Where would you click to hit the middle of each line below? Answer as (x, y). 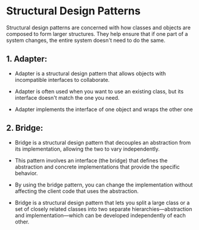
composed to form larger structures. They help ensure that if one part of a (97, 33)
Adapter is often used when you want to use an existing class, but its (99, 91)
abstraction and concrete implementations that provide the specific (97, 167)
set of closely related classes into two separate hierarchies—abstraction (103, 209)
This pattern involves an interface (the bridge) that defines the (91, 160)
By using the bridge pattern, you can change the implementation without (104, 185)
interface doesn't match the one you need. (67, 97)
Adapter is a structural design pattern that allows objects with (90, 73)
